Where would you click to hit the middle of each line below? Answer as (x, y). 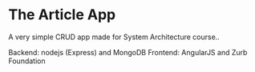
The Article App (62, 15)
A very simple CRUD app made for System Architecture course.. (114, 37)
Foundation (27, 61)
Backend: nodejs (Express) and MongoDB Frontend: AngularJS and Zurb (128, 52)
